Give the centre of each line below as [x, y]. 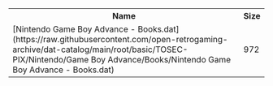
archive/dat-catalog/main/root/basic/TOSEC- [100, 49]
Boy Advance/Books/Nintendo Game [161, 60]
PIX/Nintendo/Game [51, 60]
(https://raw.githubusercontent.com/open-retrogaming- [120, 39]
